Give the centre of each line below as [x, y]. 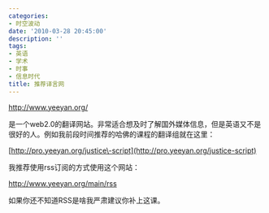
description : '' [36, 39]
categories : [28, 16]
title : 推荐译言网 [37, 84]
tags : [17, 46]
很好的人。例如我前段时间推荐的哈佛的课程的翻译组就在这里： [112, 134]
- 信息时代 [24, 76]
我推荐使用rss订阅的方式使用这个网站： [74, 167]
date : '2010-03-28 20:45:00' [58, 31]
